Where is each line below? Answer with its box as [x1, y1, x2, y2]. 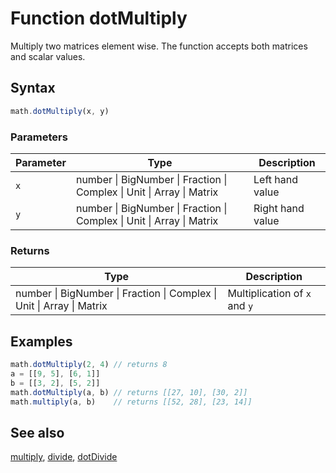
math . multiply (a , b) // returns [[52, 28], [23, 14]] [10, 397, 253, 407]
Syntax [10, 80, 56, 97]
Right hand [253, 201, 305, 215]
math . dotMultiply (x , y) [10, 106, 110, 116]
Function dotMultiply [10, 7, 188, 30]
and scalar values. [10, 50, 86, 62]
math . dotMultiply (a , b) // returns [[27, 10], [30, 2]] [10, 387, 248, 397]
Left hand [253, 172, 298, 186]
